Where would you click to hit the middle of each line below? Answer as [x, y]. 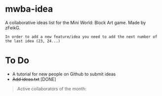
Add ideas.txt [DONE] [34, 79]
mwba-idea [29, 9]
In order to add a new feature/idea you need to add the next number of [81, 37]
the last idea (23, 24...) [33, 41]
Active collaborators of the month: [52, 89]
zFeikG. [13, 27]
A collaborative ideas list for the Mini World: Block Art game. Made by [76, 23]
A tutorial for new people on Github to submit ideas [64, 74]
